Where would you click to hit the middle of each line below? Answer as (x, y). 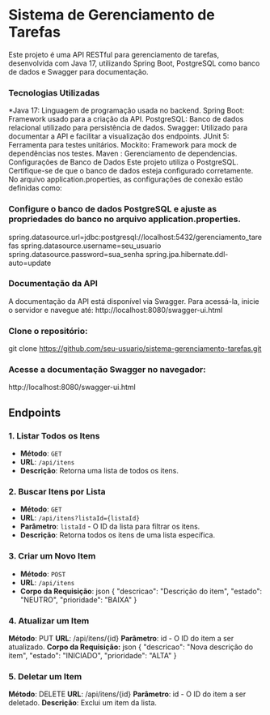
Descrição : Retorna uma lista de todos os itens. (99, 471)
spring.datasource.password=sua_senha (76, 254)
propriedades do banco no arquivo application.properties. (124, 219)
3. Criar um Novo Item (52, 556)
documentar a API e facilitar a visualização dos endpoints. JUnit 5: (119, 136)
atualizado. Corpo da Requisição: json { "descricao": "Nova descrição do (131, 647)
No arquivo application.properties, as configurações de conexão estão (126, 179)
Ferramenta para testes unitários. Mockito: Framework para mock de (122, 145)
